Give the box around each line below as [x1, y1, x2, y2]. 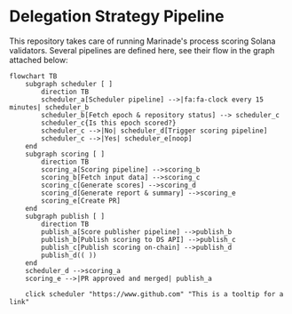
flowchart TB [9, 71, 58, 81]
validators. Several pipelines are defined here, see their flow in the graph [9, 44, 275, 55]
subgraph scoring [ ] [25, 149, 105, 158]
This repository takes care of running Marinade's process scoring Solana [9, 36, 276, 46]
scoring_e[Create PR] [41, 196, 122, 205]
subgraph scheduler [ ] [25, 79, 114, 88]
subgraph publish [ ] [25, 212, 105, 221]
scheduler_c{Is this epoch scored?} [41, 118, 177, 127]
